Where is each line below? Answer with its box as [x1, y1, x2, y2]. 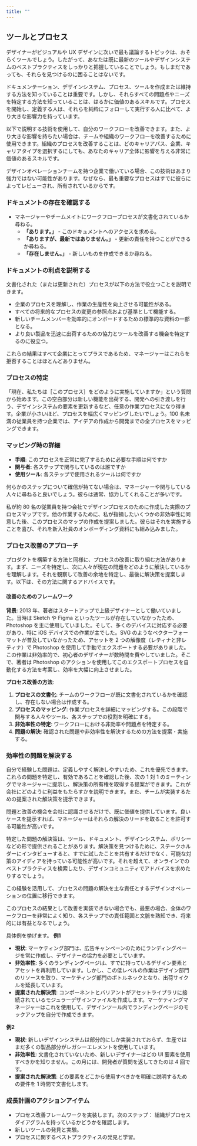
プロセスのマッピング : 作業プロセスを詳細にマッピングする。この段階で [14, 706, 188, 713]
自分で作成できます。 [45, 1011, 97, 1018]
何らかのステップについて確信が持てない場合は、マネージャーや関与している [6, 483, 191, 490]
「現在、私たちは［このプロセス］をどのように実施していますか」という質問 [6, 388, 192, 396]
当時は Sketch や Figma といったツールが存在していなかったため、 [16, 615, 178, 622]
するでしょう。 [11, 872, 48, 880]
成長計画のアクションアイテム [6, 1096, 90, 1105]
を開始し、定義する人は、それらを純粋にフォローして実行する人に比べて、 [6, 106, 186, 113]
